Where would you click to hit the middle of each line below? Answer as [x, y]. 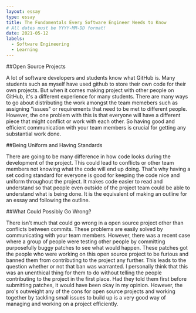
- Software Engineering [40, 45]
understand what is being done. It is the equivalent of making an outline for [97, 193]
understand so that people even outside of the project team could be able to [98, 188]
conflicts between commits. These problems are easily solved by [85, 229]
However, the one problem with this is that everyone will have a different [93, 115]
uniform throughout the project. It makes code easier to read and [85, 181]
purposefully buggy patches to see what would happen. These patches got [97, 247]
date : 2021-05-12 [27, 33]
